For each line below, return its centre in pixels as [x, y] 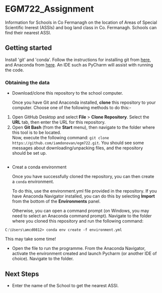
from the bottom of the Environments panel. [56, 201]
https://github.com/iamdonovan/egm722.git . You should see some [78, 143]
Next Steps [22, 274]
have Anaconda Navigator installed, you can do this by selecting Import [83, 196]
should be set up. [29, 153]
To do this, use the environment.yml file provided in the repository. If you [84, 191]
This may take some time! [31, 239]
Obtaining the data [27, 82]
